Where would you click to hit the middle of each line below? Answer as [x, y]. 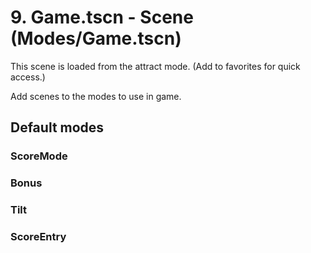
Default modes [57, 127]
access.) [28, 77]
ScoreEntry [38, 237]
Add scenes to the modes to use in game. [96, 96]
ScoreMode [39, 156]
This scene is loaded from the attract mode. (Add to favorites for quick [155, 66]
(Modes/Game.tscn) [96, 38]
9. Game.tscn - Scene [102, 17]
